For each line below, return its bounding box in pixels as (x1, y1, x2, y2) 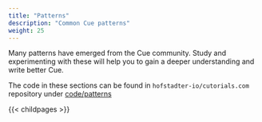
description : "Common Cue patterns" (8, 19, 130, 27)
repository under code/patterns (8, 89, 112, 99)
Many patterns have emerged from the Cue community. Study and (8, 49, 227, 58)
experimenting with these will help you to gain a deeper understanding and (8, 57, 255, 66)
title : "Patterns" (8, 11, 69, 20)
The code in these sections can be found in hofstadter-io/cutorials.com (8, 81, 250, 90)
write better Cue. (8, 65, 64, 75)
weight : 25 (8, 26, 45, 34)
